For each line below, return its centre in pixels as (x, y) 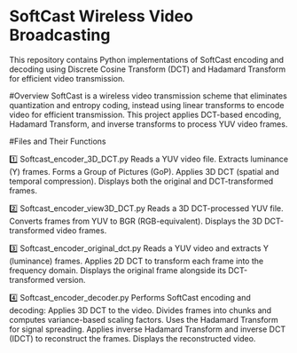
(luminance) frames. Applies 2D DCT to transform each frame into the (137, 261)
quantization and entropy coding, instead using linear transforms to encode (147, 105)
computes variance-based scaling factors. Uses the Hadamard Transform (144, 319)
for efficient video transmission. (67, 78)
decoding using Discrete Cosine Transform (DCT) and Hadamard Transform (148, 69)
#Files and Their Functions (58, 141)
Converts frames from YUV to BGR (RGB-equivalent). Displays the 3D (136, 221)
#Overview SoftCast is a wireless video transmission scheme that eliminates (148, 96)
